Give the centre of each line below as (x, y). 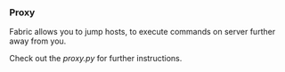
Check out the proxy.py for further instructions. (96, 59)
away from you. (38, 41)
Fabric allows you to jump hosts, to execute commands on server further (142, 32)
